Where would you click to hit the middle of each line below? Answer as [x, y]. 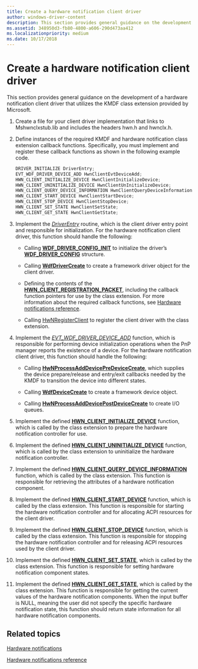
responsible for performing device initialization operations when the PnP [103, 344]
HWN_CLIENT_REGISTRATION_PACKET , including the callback [101, 290]
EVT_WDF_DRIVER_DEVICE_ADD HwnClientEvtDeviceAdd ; [79, 174]
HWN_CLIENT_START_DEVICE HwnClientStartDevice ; [75, 196]
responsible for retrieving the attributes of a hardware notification [95, 482]
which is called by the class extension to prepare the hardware [91, 427]
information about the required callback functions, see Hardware [103, 302]
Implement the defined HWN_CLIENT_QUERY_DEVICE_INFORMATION [101, 469]
